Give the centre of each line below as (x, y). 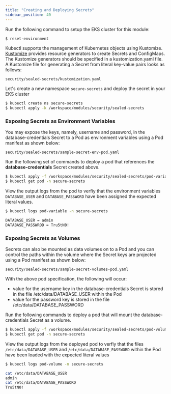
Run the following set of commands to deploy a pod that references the (80, 162)
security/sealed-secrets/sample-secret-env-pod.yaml (62, 152)
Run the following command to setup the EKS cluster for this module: (77, 29)
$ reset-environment (27, 39)
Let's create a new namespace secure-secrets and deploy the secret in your (85, 89)
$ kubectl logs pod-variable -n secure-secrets (57, 211)
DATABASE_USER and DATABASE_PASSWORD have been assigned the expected (81, 196)
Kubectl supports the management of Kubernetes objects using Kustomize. (84, 48)
